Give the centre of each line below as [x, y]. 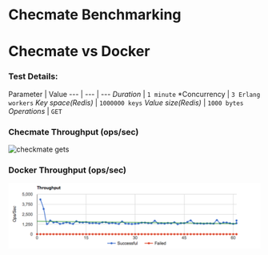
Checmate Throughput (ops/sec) [74, 132]
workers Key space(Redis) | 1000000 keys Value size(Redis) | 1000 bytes [126, 103]
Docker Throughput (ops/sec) [67, 170]
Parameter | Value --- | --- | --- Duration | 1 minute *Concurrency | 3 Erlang [134, 94]
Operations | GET [35, 111]
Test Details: [33, 76]
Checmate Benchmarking [95, 15]
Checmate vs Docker [79, 52]
